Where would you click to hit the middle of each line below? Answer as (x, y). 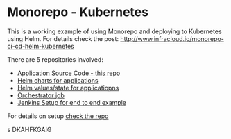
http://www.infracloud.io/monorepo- (172, 38)
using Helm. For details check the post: (63, 38)
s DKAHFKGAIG (29, 129)
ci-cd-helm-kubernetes (41, 46)
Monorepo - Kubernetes (78, 12)
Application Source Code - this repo (69, 73)
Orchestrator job (41, 95)
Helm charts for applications (58, 80)
